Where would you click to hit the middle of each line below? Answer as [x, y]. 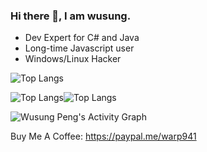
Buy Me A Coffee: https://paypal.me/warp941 [103, 136]
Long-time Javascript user [79, 48]
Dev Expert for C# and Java [82, 38]
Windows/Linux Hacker [73, 59]
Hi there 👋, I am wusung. [71, 16]
